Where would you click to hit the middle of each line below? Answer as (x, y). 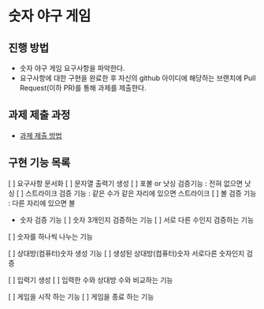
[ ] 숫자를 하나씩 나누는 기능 (50, 236)
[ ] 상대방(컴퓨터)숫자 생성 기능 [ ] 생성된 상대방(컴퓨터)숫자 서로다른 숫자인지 (126, 253)
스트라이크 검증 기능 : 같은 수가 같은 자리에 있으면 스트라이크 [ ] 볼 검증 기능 (141, 193)
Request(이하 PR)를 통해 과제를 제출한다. (83, 88)
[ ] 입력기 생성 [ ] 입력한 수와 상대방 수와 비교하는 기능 (91, 280)
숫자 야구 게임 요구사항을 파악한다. (72, 68)
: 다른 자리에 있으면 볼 (42, 203)
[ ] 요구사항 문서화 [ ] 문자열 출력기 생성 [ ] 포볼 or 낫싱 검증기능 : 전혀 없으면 (125, 183)
